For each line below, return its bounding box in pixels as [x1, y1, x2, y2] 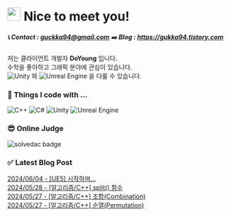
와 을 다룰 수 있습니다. [31, 72, 142, 81]
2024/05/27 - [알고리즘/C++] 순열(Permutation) [7, 201, 145, 210]
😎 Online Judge [7, 124, 64, 134]
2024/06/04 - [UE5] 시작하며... [7, 174, 96, 183]
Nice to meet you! [23, 8, 130, 25]
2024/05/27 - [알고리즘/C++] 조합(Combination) [7, 192, 146, 201]
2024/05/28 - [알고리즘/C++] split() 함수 [7, 183, 123, 192]
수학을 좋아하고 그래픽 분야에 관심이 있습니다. [7, 63, 133, 72]
